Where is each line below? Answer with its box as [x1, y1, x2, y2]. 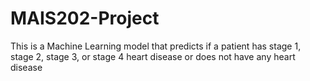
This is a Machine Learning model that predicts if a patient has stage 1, [10, 40, 302, 52]
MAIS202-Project [10, 7, 160, 30]
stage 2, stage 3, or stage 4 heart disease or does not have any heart [10, 50, 296, 62]
